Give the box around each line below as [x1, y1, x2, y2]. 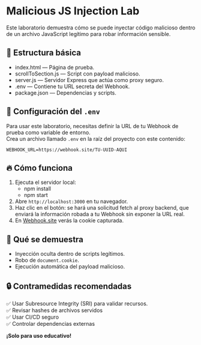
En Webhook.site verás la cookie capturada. [14, 217, 124, 224]
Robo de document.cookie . [14, 256, 80, 264]
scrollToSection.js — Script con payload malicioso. [14, 70, 140, 77]
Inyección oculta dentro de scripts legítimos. [14, 250, 125, 258]
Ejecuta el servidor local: [14, 178, 76, 186]
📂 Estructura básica [6, 48, 81, 58]
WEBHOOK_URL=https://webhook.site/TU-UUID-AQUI [6, 147, 128, 153]
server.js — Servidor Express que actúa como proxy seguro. [14, 76, 164, 83]
